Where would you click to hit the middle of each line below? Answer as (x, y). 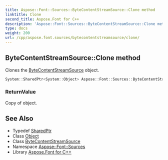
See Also (19, 119)
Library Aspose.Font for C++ (42, 152)
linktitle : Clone (23, 14)
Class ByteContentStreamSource (46, 141)
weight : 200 (17, 33)
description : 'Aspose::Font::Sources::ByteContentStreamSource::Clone (80, 24)
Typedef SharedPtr (32, 130)
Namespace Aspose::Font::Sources (49, 146)
